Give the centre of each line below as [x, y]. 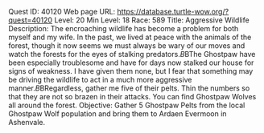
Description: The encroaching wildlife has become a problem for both [124, 28]
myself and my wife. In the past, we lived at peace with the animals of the [130, 37]
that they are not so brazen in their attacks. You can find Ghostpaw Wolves [132, 97]
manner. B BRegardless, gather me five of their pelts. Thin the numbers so [129, 88]
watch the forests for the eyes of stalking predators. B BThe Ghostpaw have [132, 54]
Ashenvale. [27, 122]
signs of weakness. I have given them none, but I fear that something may [131, 71]
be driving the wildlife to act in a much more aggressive [100, 80]
